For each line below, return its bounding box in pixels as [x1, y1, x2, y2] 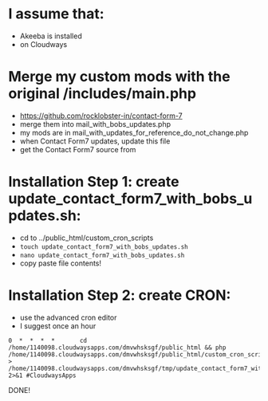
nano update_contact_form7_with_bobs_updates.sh [19, 251, 185, 259]
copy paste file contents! [19, 258, 102, 268]
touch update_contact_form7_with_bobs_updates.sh [19, 242, 189, 251]
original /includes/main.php [8, 85, 197, 103]
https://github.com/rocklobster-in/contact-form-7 [19, 111, 183, 120]
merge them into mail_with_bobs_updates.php [19, 119, 171, 128]
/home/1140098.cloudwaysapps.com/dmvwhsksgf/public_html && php [8, 344, 227, 352]
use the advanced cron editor [19, 313, 117, 322]
